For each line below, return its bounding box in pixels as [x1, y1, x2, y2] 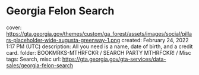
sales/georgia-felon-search [6, 61, 73, 69]
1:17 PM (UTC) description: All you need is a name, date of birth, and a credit [6, 43, 193, 50]
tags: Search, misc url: [6, 55, 61, 62]
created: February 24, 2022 [121, 36, 189, 43]
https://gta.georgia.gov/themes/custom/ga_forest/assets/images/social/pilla [6, 30, 192, 37]
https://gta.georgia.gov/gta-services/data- [62, 55, 166, 62]
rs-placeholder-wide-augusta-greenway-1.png [6, 36, 121, 43]
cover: [6, 24, 22, 31]
